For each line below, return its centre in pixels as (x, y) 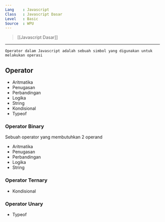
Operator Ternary (26, 180)
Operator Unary (24, 204)
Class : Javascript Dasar (34, 14)
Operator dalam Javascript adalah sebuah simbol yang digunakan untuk (79, 51)
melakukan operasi (24, 55)
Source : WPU (20, 23)
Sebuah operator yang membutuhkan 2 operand (54, 137)
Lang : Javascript (27, 10)
